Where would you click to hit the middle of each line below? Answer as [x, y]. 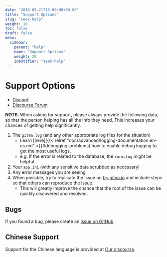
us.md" [27, 146]
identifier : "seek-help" [40, 61]
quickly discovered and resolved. [54, 194]
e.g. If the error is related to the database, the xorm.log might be [86, 156]
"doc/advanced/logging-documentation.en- [112, 140]
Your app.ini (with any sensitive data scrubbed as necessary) [76, 167]
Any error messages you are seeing [49, 172]
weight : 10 [16, 24]
